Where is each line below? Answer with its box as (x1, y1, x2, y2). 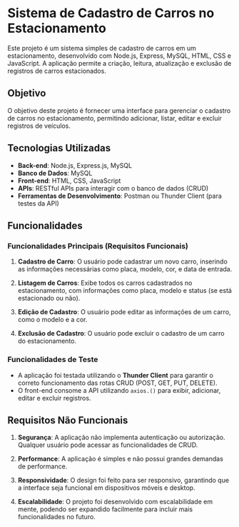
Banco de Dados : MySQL (17, 169, 93, 177)
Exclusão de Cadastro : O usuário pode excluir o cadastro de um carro (17, 329, 225, 338)
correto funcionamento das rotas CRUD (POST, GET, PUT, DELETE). (17, 378, 218, 387)
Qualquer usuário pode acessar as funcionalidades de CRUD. (17, 441, 198, 449)
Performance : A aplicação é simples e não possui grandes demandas (17, 455, 223, 463)
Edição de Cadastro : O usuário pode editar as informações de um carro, (17, 308, 231, 316)
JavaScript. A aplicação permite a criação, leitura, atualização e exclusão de (7, 59, 232, 67)
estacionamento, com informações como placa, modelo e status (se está (17, 286, 232, 295)
